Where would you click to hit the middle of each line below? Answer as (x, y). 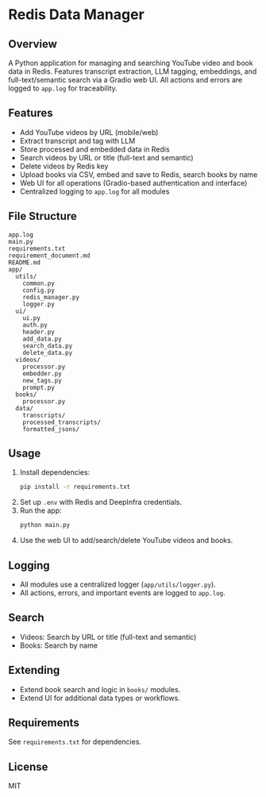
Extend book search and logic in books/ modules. (100, 689)
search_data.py (48, 346)
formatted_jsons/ (51, 429)
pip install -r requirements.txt (75, 487)
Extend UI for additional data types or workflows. (100, 698)
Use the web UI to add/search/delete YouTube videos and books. (126, 541)
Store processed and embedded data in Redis (94, 149)
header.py (39, 332)
